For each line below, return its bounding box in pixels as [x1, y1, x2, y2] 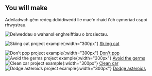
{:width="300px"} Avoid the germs [76, 55, 146, 61]
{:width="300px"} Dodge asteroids [76, 65, 146, 71]
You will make [5, 4, 48, 12]
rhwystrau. [5, 22, 27, 28]
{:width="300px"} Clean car [62, 60, 119, 66]
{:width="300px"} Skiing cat [63, 41, 120, 46]
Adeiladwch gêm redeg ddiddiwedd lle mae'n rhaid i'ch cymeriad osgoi [5, 16, 147, 22]
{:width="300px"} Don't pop [63, 50, 120, 56]
